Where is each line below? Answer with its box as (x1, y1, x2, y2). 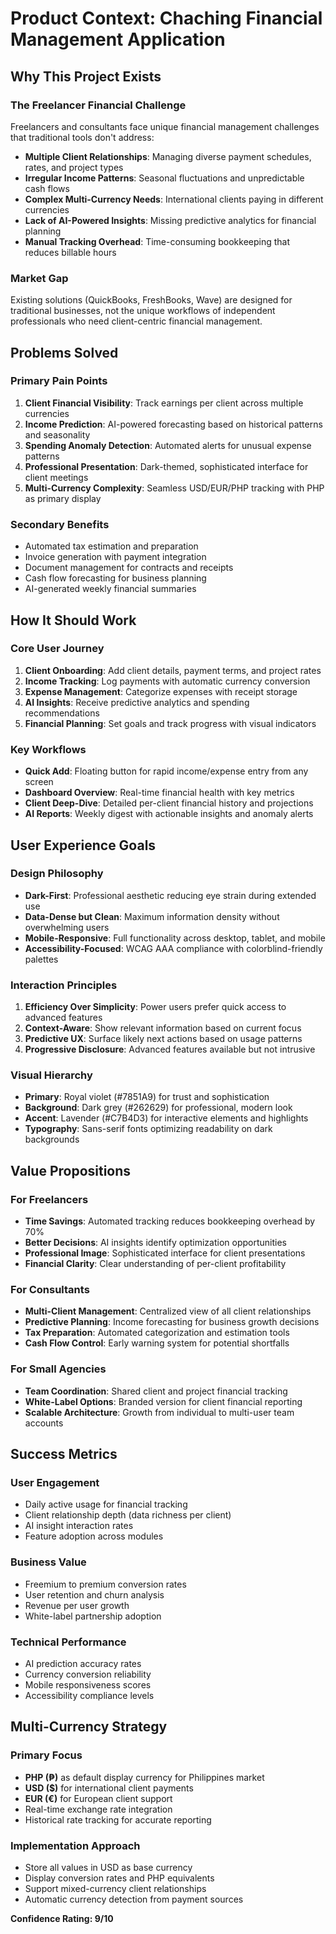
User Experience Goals (10, 837, 157, 854)
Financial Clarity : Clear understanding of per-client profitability (24, 1258, 287, 1270)
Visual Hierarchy (10, 1068, 93, 1082)
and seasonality (24, 428, 91, 441)
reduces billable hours (24, 246, 117, 258)
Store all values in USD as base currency (24, 1861, 193, 1873)
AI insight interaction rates (24, 1520, 134, 1532)
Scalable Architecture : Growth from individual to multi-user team (24, 1406, 295, 1418)
